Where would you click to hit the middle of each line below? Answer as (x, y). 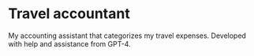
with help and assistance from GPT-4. (70, 43)
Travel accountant (69, 14)
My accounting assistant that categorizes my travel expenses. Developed (127, 35)
